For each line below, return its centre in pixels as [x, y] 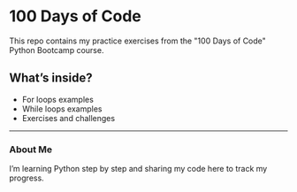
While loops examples [62, 109]
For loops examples [58, 99]
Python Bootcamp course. [57, 50]
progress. [27, 178]
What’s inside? [51, 78]
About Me [31, 150]
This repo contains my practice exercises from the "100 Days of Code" [138, 41]
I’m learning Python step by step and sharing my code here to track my [138, 169]
